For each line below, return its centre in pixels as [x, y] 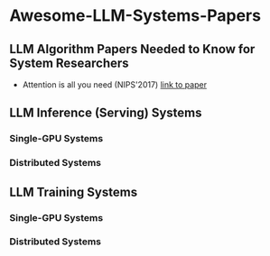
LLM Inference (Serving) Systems [106, 113]
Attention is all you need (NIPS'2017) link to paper [115, 85]
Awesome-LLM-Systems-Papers [135, 16]
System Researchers [69, 63]
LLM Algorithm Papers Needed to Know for [132, 49]
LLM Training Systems [74, 192]
